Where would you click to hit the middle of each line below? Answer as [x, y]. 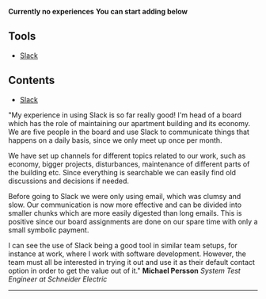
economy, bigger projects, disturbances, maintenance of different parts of [129, 164]
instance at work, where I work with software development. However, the [127, 254]
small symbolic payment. [49, 230]
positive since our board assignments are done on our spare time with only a [133, 221]
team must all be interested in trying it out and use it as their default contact [132, 262]
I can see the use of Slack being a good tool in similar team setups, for [123, 245]
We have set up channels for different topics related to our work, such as [127, 155]
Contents [32, 80]
